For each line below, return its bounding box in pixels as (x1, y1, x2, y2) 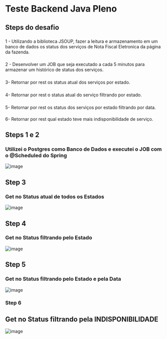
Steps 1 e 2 (5, 130, 40, 139)
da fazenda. (5, 49, 30, 55)
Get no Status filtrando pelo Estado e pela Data (5, 276, 121, 283)
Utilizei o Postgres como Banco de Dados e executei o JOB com (5, 146, 162, 153)
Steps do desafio (5, 23, 59, 32)
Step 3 (5, 178, 26, 186)
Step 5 (5, 260, 26, 269)
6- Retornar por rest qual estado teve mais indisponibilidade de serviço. (5, 116, 153, 122)
